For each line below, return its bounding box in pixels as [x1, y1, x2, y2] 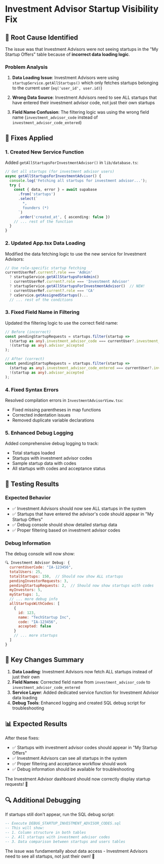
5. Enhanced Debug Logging [5, 429, 74, 436]
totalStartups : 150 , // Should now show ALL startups [9, 574, 123, 579]
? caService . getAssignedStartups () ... [9, 292, 89, 298]
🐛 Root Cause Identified [5, 33, 78, 42]
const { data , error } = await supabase [14, 187, 97, 192]
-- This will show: [5, 825, 45, 831]
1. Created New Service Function [5, 148, 84, 155]
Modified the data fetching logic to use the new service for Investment [5, 251, 146, 257]
